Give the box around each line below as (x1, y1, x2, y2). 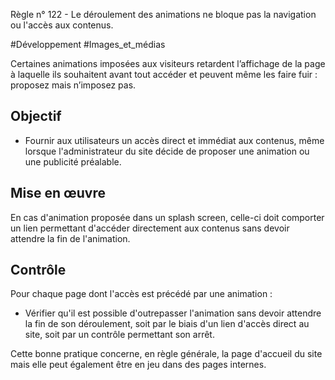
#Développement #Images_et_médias (10, 39, 166, 50)
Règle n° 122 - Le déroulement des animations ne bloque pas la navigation (10, 9, 317, 20)
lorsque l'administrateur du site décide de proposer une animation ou (24, 145, 310, 157)
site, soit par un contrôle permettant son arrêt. (24, 329, 215, 341)
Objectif (10, 108, 62, 125)
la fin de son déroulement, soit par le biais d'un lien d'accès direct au (24, 318, 310, 330)
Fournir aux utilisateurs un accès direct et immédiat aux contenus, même (24, 134, 325, 146)
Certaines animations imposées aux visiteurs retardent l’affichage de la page (10, 58, 326, 69)
